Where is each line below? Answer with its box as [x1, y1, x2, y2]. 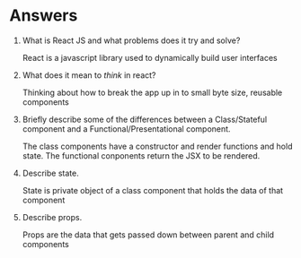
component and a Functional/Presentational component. [22, 123, 231, 134]
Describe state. [22, 168, 79, 178]
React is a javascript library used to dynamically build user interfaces [22, 52, 278, 63]
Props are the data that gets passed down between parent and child [22, 229, 275, 240]
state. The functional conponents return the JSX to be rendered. [22, 150, 261, 161]
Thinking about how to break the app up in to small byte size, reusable [22, 87, 283, 98]
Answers [9, 5, 78, 26]
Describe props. [22, 211, 83, 222]
